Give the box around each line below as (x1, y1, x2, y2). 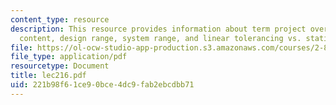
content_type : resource (10, 14, 110, 25)
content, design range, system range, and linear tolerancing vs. (19, 33, 302, 43)
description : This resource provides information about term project (10, 24, 307, 34)
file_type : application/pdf (10, 52, 128, 62)
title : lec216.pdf (10, 71, 87, 81)
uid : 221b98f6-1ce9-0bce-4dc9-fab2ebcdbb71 (10, 80, 195, 90)
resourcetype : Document (10, 61, 110, 71)
